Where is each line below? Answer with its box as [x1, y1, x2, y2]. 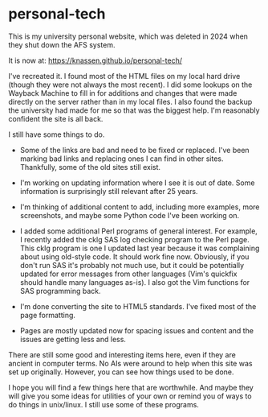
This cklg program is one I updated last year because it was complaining [19, 243, 260, 253]
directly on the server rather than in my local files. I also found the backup [8, 97, 253, 106]
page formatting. [19, 310, 76, 320]
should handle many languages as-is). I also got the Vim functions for [19, 277, 250, 287]
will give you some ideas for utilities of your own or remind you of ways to [8, 391, 252, 401]
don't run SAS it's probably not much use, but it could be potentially [19, 260, 245, 270]
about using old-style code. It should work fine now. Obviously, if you [19, 251, 250, 262]
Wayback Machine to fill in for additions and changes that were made [8, 88, 238, 97]
